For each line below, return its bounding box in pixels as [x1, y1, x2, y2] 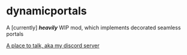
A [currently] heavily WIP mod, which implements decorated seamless [6, 24, 181, 31]
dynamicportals [6, 4, 87, 18]
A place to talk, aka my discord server [6, 42, 100, 49]
